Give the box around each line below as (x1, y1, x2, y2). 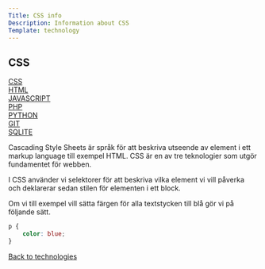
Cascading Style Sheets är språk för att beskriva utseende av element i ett (8, 143, 252, 152)
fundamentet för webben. (8, 159, 92, 169)
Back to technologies (8, 252, 78, 261)
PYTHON (8, 110, 38, 120)
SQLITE (8, 128, 33, 137)
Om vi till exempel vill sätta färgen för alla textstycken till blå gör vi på (8, 199, 234, 209)
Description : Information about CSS (8, 19, 129, 27)
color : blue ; (22, 230, 66, 238)
